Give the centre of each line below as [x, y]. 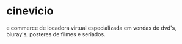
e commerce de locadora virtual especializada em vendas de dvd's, [92, 28]
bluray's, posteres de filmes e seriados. [56, 34]
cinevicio [30, 11]
